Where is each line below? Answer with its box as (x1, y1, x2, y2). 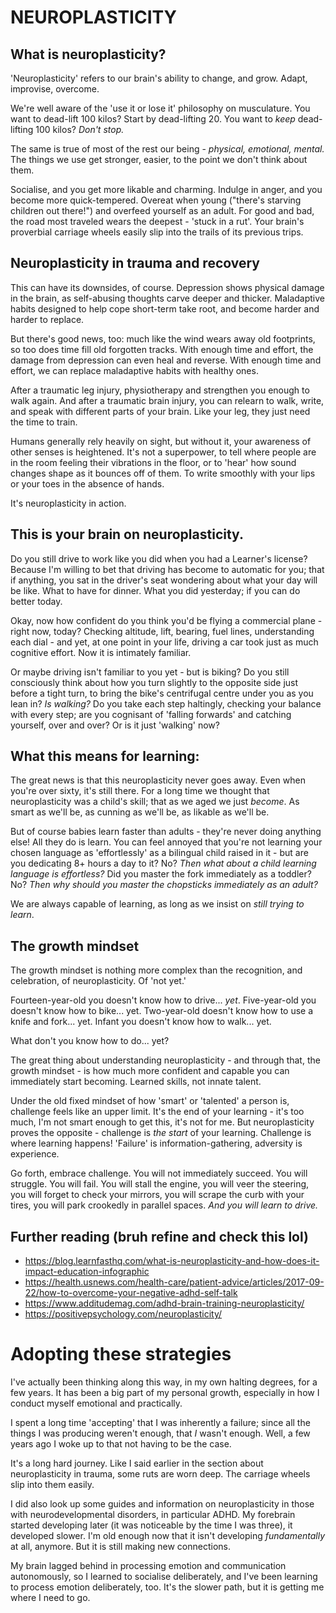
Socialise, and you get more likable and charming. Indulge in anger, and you (10, 184, 323, 195)
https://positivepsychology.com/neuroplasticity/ (24, 1308, 223, 1320)
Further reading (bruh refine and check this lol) (10, 1228, 309, 1245)
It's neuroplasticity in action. (10, 497, 127, 509)
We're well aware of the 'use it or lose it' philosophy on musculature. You (10, 102, 311, 114)
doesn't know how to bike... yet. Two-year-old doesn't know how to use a (10, 1005, 314, 1017)
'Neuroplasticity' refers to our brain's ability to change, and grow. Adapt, (10, 72, 308, 84)
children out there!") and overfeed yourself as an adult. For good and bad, (10, 205, 315, 216)
